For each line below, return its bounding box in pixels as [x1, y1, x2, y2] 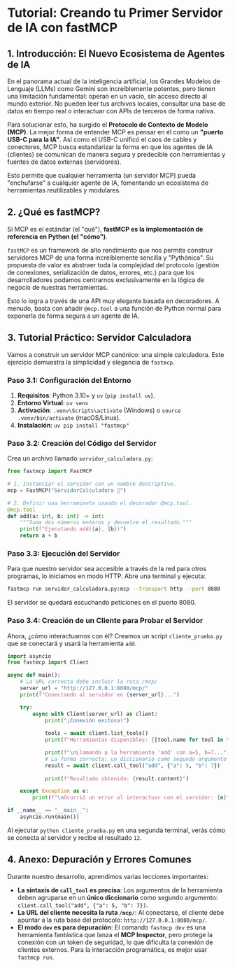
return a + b [20, 532, 58, 540]
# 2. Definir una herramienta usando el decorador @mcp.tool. [7, 499, 192, 507]
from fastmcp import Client [7, 659, 90, 666]
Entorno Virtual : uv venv [17, 398, 89, 407]
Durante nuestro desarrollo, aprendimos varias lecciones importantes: [7, 872, 208, 881]
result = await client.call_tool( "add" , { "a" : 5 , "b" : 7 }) [44, 762, 220, 769]
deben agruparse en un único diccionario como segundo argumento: [17, 893, 218, 902]
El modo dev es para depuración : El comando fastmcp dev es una [17, 923, 206, 932]
